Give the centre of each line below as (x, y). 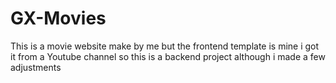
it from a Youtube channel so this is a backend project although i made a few (168, 56)
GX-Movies (58, 18)
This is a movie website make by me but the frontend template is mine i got (165, 46)
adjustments (36, 67)
